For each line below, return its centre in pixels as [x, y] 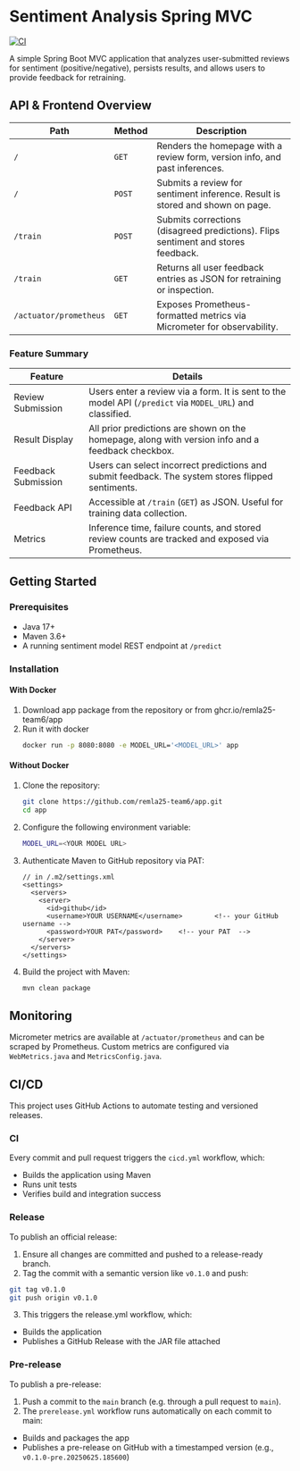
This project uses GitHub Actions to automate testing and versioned [134, 1106]
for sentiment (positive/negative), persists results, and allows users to [137, 68]
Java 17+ [38, 626]
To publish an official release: [63, 1237]
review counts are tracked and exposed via [179, 539]
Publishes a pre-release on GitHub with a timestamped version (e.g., [148, 1447]
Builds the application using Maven [87, 1175]
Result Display [44, 439]
